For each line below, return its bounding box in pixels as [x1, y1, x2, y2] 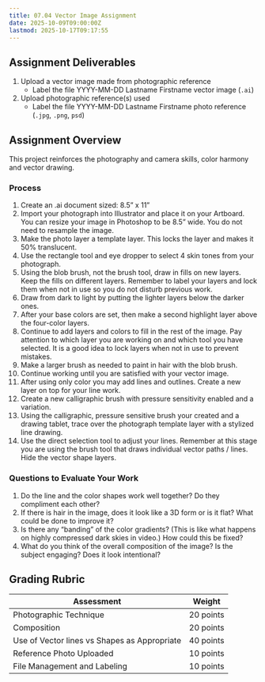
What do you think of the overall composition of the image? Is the [20, 541, 233, 551]
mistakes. [20, 352, 52, 361]
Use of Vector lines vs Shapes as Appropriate [13, 635, 182, 646]
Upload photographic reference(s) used [20, 93, 150, 103]
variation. [20, 402, 51, 412]
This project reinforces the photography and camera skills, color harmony [9, 154, 249, 163]
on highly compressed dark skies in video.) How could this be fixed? [20, 532, 244, 543]
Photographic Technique [13, 609, 105, 620]
